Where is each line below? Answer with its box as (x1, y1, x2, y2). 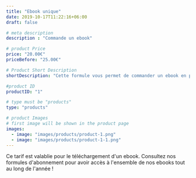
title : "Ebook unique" (6, 8, 61, 15)
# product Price (6, 46, 45, 52)
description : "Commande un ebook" (6, 36, 93, 41)
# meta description (6, 30, 54, 36)
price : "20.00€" (6, 51, 45, 57)
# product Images (6, 115, 48, 121)
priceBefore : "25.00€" (6, 57, 61, 62)
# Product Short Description (6, 67, 77, 73)
